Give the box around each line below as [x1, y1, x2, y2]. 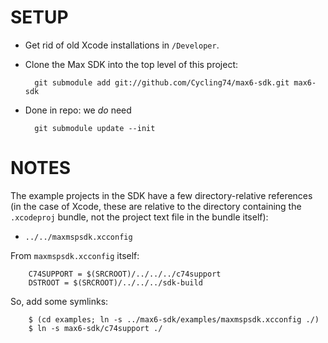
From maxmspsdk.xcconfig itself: [10, 249, 140, 261]
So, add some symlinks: [10, 295, 109, 307]
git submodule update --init [34, 123, 156, 133]
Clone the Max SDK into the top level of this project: [24, 58, 239, 70]
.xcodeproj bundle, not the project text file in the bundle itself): [10, 211, 269, 223]
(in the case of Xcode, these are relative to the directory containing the [10, 200, 302, 212]
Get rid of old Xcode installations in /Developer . [24, 39, 220, 51]
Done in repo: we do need [24, 104, 132, 116]
